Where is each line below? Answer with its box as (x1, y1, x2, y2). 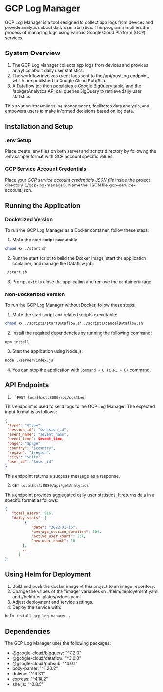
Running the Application (5, 202, 81, 210)
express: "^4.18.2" (12, 676, 48, 682)
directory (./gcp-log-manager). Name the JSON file (5, 182, 108, 188)
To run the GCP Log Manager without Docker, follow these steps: (5, 302, 136, 308)
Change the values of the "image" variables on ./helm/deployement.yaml (12, 588, 159, 594)
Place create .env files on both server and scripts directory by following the (5, 148, 157, 154)
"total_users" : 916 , (11, 511, 54, 516)
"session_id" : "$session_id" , (7, 427, 69, 432)
